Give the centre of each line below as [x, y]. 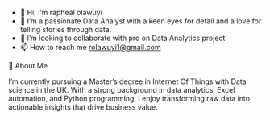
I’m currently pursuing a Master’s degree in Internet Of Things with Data [128, 81]
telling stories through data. [66, 29]
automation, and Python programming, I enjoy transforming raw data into [129, 98]
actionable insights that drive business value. [83, 107]
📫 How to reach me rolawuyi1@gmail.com [90, 47]
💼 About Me [28, 66]
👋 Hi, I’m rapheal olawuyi [61, 12]
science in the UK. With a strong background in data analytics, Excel [122, 90]
